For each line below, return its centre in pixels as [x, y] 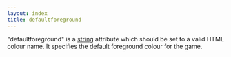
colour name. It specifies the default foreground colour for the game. [105, 46]
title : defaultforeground [44, 20]
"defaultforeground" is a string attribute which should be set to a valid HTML [116, 39]
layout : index [28, 13]
